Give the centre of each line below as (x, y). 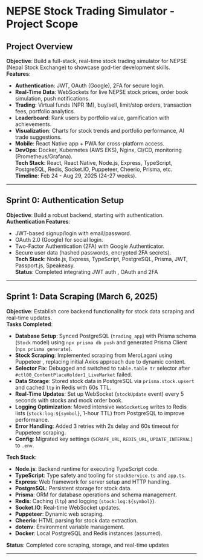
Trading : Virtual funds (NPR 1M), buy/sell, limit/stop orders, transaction (103, 105)
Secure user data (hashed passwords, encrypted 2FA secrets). (93, 252)
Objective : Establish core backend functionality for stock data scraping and (100, 311)
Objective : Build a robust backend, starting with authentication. (85, 215)
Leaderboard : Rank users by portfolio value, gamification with (92, 118)
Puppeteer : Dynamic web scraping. (59, 514)
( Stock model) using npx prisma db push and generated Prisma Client (101, 342)
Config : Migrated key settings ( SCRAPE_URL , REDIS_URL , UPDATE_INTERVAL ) (104, 439)
